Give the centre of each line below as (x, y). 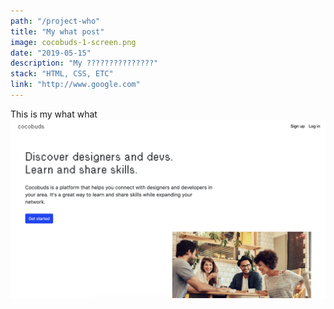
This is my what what (54, 114)
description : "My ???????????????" (84, 63)
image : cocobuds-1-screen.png (73, 42)
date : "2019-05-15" (51, 53)
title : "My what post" (57, 31)
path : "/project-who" (55, 21)
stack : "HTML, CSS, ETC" (62, 74)
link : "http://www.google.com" (75, 85)
